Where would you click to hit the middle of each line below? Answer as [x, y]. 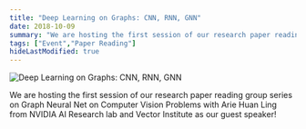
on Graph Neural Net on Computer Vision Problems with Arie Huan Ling [143, 104]
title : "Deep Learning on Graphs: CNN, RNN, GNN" [106, 18]
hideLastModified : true [55, 52]
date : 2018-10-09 [42, 26]
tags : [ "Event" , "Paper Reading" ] [73, 43]
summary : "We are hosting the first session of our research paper [140, 35]
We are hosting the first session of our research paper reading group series [151, 95]
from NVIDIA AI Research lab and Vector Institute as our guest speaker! [143, 114]
